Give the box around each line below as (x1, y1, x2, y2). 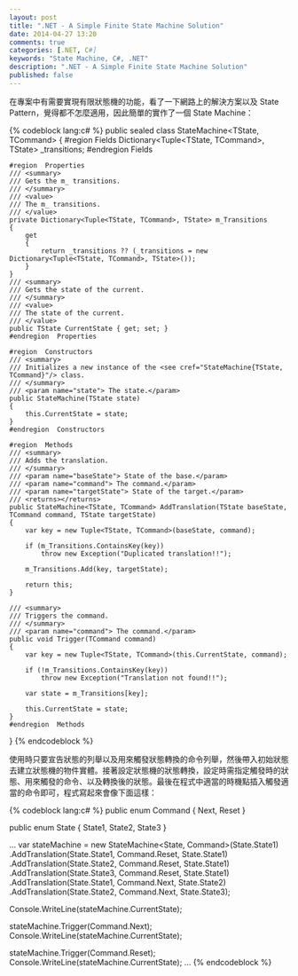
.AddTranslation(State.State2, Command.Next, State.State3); (9, 886, 231, 897)
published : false (9, 71, 74, 80)
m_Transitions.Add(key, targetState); (25, 564, 169, 573)
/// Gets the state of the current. (9, 285, 145, 294)
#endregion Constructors (9, 425, 105, 434)
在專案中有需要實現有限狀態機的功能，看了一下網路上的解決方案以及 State (9, 96, 279, 106)
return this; (25, 580, 74, 589)
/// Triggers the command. (9, 611, 109, 620)
